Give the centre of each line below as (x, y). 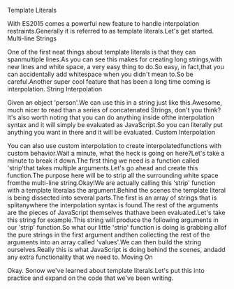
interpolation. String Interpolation (55, 89)
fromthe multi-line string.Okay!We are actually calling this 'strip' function (111, 183)
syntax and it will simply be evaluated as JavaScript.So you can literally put (115, 125)
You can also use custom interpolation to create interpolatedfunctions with (115, 146)
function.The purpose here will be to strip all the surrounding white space (113, 175)
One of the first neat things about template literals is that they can (102, 52)
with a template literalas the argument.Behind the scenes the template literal (116, 190)
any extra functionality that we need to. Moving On (80, 257)
